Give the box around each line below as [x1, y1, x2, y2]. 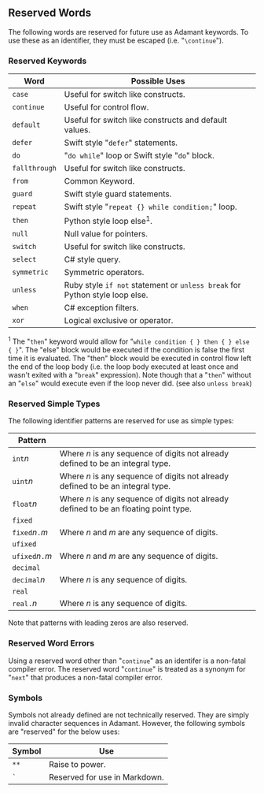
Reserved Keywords [8, 55, 87, 66]
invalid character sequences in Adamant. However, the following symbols [8, 718, 246, 728]
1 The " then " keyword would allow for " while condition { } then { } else [8, 335, 250, 346]
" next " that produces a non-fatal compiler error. [8, 672, 163, 682]
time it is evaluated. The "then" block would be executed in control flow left [8, 354, 251, 363]
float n [12, 498, 38, 509]
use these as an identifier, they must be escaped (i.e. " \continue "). [8, 35, 224, 45]
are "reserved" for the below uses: [8, 727, 120, 736]
